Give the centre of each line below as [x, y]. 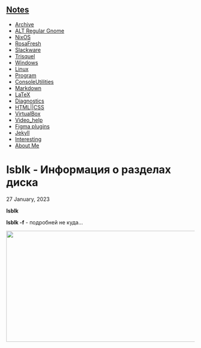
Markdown [28, 88]
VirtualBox [28, 113]
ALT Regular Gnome [39, 31]
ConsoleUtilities [34, 82]
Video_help [29, 120]
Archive [24, 24]
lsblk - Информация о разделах [89, 170]
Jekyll [22, 133]
